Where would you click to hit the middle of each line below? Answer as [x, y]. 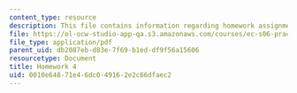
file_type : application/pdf [61, 42]
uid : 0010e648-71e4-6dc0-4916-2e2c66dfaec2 [91, 75]
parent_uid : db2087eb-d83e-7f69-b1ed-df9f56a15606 [104, 50]
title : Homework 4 [43, 67]
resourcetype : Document [53, 58]
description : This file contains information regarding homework [132, 26]
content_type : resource [53, 17]
